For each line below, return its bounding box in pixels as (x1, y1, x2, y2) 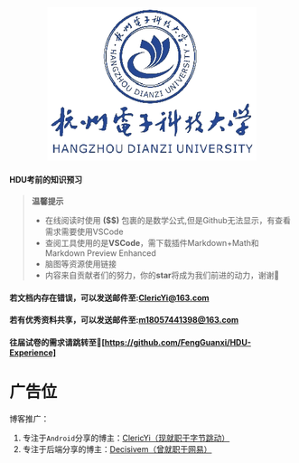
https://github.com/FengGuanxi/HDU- (104, 336, 251, 347)
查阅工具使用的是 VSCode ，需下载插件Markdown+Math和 (44, 238, 259, 249)
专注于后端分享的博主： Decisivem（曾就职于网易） (22, 443, 212, 454)
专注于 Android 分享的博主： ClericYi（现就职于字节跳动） (22, 432, 230, 443)
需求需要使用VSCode (44, 226, 124, 237)
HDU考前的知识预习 (9, 174, 83, 184)
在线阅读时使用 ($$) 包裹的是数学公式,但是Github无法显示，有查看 (44, 215, 291, 226)
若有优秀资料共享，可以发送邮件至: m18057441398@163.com (9, 315, 239, 326)
